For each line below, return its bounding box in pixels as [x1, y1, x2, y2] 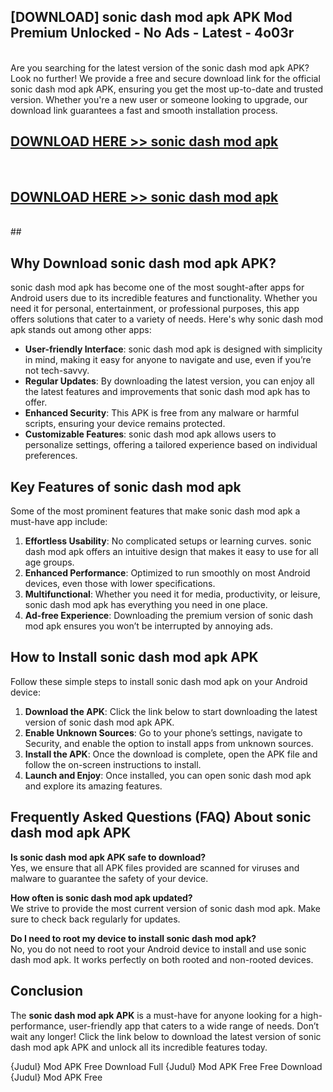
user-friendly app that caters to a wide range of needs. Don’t [68, 1020, 320, 1032]
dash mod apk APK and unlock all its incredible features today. [10, 1041, 268, 1053]
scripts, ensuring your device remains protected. [24, 418, 226, 430]
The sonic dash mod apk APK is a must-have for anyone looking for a [10, 1009, 298, 1021]
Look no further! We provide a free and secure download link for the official [10, 72, 321, 84]
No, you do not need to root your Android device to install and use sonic [10, 943, 307, 955]
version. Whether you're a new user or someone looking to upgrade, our [10, 93, 308, 105]
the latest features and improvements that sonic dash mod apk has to [24, 386, 311, 398]
